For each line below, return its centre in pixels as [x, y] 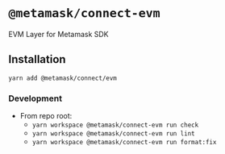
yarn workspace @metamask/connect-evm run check [115, 125]
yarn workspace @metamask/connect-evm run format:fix [124, 143]
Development [35, 98]
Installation [37, 59]
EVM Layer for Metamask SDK [58, 34]
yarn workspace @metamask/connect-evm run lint [113, 134]
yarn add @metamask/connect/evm [62, 78]
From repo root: [46, 116]
